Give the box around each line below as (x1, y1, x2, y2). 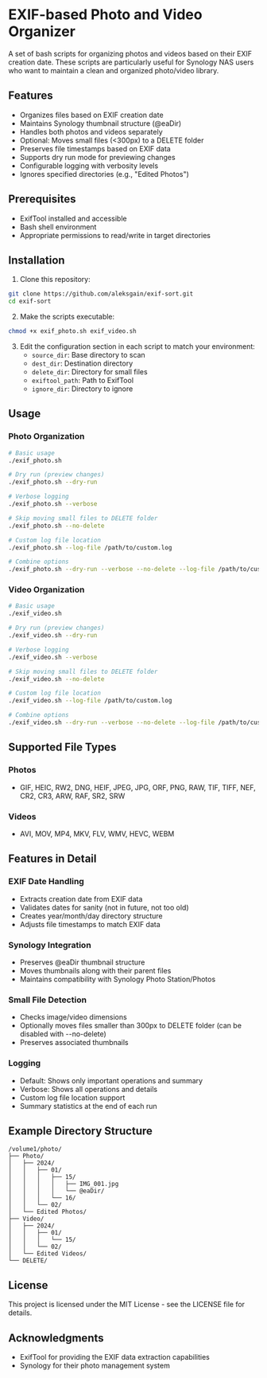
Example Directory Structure (8, 1124, 153, 1137)
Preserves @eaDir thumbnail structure (19, 957, 145, 967)
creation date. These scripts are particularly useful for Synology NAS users (8, 57, 254, 67)
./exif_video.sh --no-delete (8, 675, 105, 683)
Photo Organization (8, 431, 85, 442)
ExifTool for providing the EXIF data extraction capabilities (19, 1352, 211, 1361)
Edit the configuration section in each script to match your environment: (19, 342, 256, 351)
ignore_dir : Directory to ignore (31, 384, 133, 393)
